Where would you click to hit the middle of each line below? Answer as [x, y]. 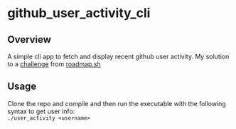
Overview [29, 40]
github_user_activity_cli [79, 13]
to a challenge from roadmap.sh [54, 64]
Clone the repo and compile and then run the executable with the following [117, 103]
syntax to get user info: [41, 111]
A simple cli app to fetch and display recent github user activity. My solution [118, 56]
